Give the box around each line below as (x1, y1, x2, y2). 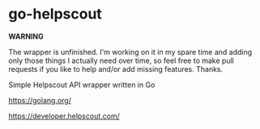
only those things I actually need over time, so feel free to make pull (8, 56, 235, 65)
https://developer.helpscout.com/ (8, 110, 120, 121)
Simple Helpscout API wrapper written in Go (8, 80, 156, 89)
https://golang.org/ (8, 95, 71, 105)
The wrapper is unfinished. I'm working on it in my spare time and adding (8, 47, 253, 56)
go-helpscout (8, 5, 103, 23)
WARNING (8, 31, 44, 41)
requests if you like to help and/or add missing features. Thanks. (8, 64, 224, 73)
